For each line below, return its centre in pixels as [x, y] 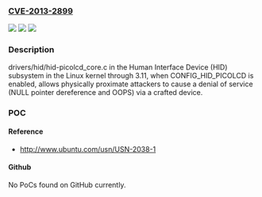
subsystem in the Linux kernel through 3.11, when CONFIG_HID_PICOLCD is [131, 75]
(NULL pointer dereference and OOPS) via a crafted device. [106, 92]
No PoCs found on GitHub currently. [67, 184]
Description [31, 50]
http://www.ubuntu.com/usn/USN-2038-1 [88, 149]
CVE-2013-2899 [41, 11]
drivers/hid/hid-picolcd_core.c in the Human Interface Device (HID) [118, 67]
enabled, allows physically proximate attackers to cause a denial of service [131, 84]
